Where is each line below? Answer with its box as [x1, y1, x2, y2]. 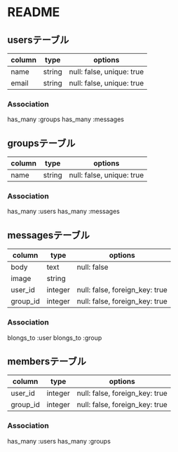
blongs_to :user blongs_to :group [7, 334, 102, 342]
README [7, 4, 60, 20]
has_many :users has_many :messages [7, 207, 121, 216]
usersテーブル [7, 34, 69, 46]
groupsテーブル [7, 137, 76, 149]
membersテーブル [7, 355, 86, 367]
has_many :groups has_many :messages [7, 115, 125, 123]
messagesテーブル [7, 229, 90, 241]
